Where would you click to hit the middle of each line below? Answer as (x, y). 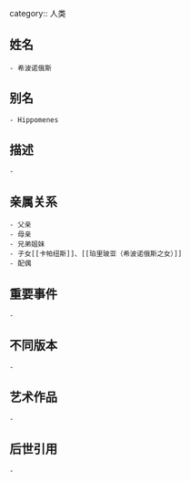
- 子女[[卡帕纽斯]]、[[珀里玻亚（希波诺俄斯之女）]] (96, 254)
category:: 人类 (38, 13)
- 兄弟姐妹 (27, 244)
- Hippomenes (34, 120)
